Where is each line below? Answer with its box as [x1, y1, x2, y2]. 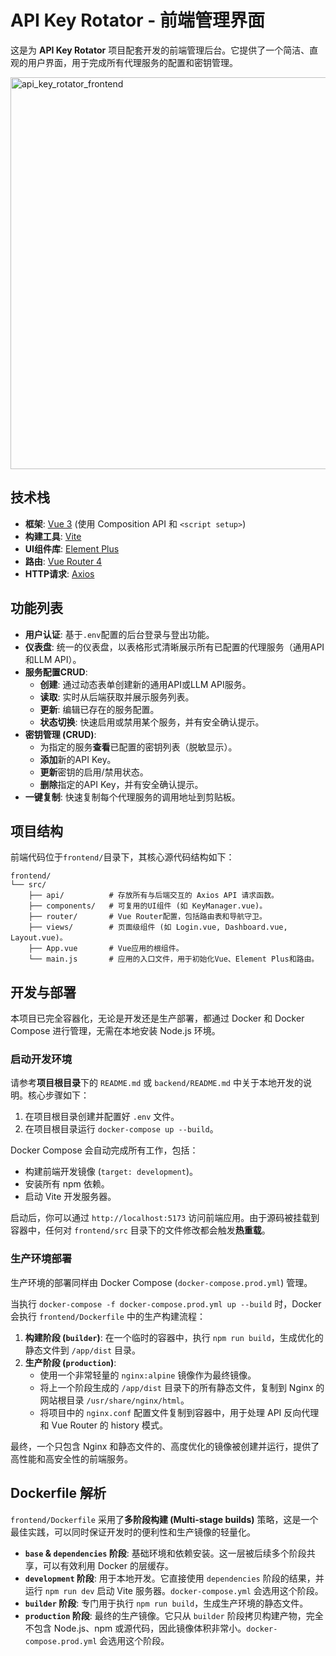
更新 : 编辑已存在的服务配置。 [39, 703, 160, 715]
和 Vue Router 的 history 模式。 [39, 1419, 168, 1431]
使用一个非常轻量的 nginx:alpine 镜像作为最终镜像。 [39, 1369, 257, 1381]
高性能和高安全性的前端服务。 [10, 1452, 133, 1465]
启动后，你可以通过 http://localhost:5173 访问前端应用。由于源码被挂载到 [10, 1212, 320, 1224]
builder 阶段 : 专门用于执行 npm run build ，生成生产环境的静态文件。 [24, 1597, 309, 1609]
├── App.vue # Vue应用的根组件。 [28, 944, 184, 954]
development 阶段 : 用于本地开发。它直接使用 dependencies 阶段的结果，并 [24, 1572, 325, 1584]
